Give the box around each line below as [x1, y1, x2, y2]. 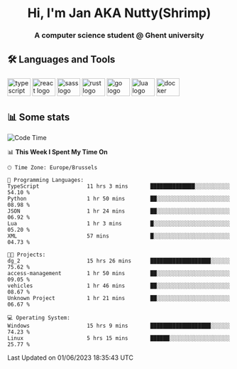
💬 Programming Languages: [7, 176, 84, 184]
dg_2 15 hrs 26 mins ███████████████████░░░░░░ [7, 257, 231, 264]
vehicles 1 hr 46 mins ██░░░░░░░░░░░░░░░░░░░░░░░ [7, 282, 231, 289]
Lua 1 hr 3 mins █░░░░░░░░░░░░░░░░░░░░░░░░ [7, 220, 231, 228]
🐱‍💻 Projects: [7, 251, 46, 259]
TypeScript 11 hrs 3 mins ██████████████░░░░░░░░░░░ [7, 183, 231, 190]
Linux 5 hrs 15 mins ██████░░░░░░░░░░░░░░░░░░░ [7, 335, 231, 342]
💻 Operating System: [7, 314, 71, 321]
